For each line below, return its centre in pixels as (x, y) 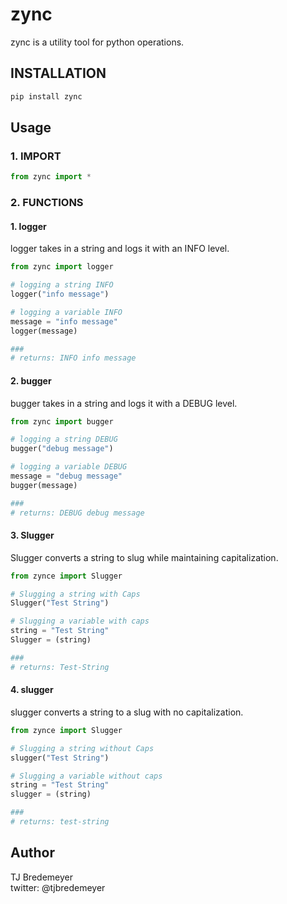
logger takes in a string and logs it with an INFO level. (120, 249)
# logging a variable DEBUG (69, 467)
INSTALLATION (58, 73)
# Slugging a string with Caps (75, 594)
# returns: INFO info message (73, 358)
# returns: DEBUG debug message (77, 513)
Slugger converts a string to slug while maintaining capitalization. (144, 557)
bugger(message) (44, 485)
